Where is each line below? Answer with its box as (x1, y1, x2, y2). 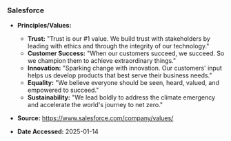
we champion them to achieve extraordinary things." (27, 57, 177, 65)
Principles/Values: (17, 21, 72, 30)
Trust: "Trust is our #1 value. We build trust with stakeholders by (27, 35, 210, 43)
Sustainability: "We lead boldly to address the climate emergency (27, 93, 216, 102)
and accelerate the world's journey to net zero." (27, 101, 163, 109)
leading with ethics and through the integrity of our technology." (27, 42, 210, 50)
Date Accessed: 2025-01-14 (17, 127, 99, 136)
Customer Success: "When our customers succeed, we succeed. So (27, 49, 225, 57)
